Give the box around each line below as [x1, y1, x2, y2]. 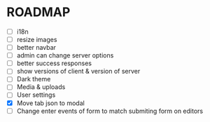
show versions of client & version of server [16, 67, 141, 76]
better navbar [16, 43, 57, 52]
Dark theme [16, 75, 51, 83]
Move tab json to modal [16, 99, 85, 107]
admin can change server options [16, 51, 114, 60]
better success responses [16, 59, 92, 67]
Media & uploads [16, 83, 66, 91]
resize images [16, 36, 57, 43]
